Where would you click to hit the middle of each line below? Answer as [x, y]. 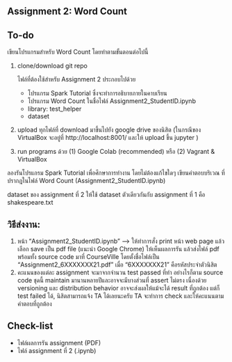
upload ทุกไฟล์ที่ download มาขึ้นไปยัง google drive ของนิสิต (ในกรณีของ [109, 130]
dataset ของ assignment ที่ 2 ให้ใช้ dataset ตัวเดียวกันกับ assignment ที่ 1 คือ [106, 195]
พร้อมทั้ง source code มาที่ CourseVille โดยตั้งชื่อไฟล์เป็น [88, 257]
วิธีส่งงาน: [24, 225]
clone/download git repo [52, 66]
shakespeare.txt [30, 203]
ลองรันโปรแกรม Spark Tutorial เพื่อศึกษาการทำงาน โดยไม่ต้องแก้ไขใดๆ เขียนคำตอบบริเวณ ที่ [116, 173]
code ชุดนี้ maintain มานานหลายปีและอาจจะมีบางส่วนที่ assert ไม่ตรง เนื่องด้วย [112, 281]
